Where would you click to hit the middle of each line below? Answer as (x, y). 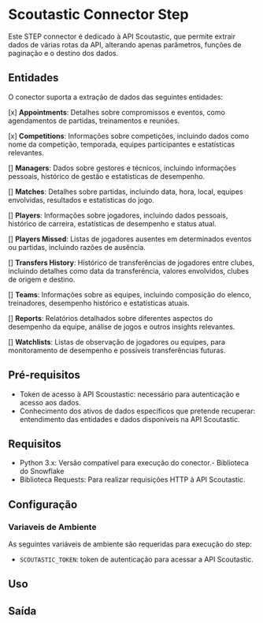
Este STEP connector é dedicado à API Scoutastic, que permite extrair (122, 36)
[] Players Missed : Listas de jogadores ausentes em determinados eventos (130, 239)
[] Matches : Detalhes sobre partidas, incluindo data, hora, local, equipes (126, 192)
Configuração (43, 504)
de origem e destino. (42, 279)
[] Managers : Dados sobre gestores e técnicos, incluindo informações (122, 168)
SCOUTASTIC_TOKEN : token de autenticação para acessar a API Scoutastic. (137, 560)
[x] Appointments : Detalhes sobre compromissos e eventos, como (117, 112)
